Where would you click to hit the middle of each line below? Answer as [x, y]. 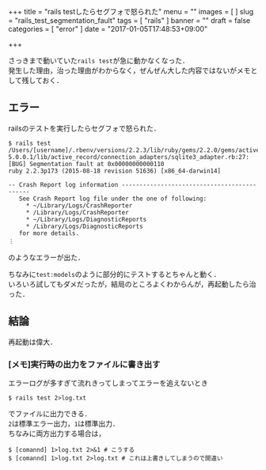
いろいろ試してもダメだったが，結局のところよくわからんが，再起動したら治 [132, 284]
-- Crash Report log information [63, 184]
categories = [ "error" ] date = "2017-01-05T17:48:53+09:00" [108, 29]
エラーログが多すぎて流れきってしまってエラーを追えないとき [108, 383]
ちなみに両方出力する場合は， [57, 433]
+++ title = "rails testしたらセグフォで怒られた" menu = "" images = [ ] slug [131, 11]
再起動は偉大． [32, 342]
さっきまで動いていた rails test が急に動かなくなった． [99, 61]
